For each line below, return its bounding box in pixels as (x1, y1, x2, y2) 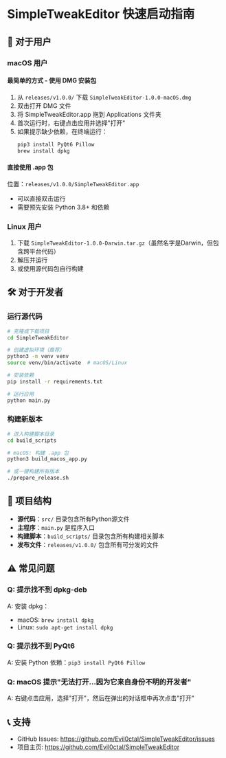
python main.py (7, 397, 51, 404)
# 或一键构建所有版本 (7, 468, 60, 475)
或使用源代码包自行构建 (16, 264, 84, 272)
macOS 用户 (7, 58, 48, 67)
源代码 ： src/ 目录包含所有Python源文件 (16, 515, 130, 523)
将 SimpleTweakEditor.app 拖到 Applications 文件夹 (16, 110, 161, 118)
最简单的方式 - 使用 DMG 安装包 (7, 76, 97, 85)
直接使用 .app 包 (7, 163, 54, 172)
